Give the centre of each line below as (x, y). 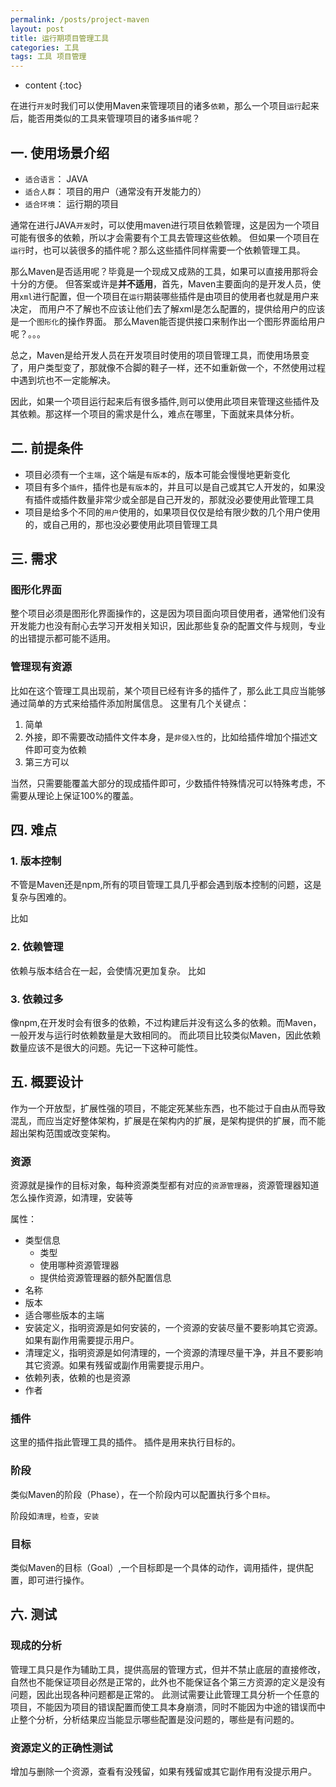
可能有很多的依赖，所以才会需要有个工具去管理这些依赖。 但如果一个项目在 (165, 237)
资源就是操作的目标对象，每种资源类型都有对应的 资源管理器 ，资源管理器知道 (165, 1185)
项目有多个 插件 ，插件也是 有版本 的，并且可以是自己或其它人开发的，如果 (170, 487)
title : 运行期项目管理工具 (60, 38)
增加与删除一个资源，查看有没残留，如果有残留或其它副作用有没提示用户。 (163, 1771)
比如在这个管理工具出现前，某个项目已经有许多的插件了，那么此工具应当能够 (168, 690)
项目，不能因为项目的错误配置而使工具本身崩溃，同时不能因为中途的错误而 (163, 1707)
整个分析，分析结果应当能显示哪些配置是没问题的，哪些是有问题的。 (159, 1719)
